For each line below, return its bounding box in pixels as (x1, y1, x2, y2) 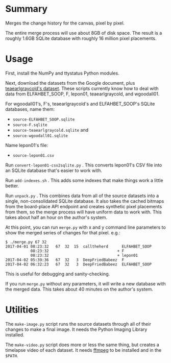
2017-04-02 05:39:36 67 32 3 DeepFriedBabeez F (5, 257, 125, 262)
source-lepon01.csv (12, 153, 55, 158)
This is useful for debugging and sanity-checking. (5, 271, 110, 277)
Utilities (5, 304, 39, 316)
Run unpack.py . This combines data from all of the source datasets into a (5, 192, 159, 199)
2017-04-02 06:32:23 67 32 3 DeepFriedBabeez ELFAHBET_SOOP (5, 261, 152, 267)
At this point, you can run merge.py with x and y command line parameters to (5, 224, 166, 230)
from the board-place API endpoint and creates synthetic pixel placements (5, 203, 162, 209)
